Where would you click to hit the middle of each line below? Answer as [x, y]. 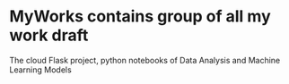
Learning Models [40, 70]
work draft [49, 35]
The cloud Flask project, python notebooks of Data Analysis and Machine [145, 60]
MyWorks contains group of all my [140, 17]
